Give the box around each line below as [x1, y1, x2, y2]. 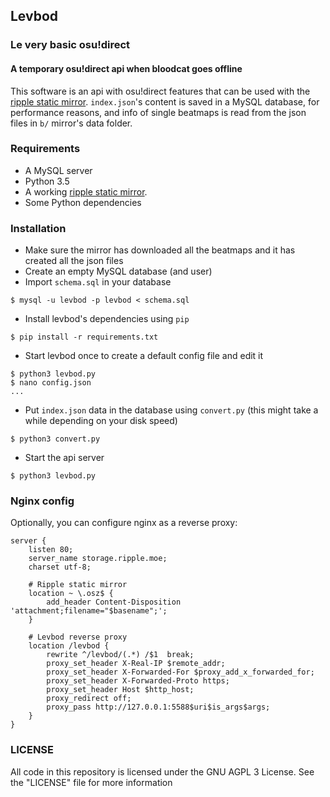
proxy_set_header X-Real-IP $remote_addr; [46, 659, 226, 669]
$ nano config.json [10, 378, 92, 388]
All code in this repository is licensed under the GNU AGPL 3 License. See [10, 765, 315, 778]
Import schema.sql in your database [24, 276, 172, 288]
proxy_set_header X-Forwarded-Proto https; [46, 676, 230, 686]
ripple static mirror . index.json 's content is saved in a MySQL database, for [10, 95, 320, 108]
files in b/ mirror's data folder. [10, 117, 133, 129]
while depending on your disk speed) [24, 415, 178, 427]
